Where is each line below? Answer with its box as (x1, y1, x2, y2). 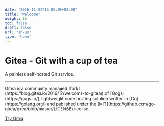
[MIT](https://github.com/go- (97, 101, 156, 107)
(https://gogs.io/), (5, 95, 41, 101)
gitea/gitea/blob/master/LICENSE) (5, 106, 73, 112)
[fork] (68, 85, 80, 91)
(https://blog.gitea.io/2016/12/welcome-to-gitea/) (5, 90, 104, 96)
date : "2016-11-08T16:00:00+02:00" (5, 7, 78, 12)
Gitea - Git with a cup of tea (5, 55, 118, 66)
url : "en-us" (5, 30, 32, 35)
